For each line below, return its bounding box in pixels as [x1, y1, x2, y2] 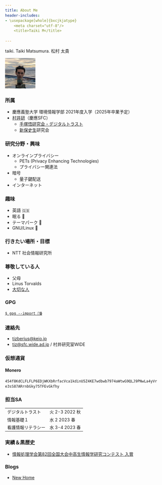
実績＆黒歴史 [5, 439, 35, 446]
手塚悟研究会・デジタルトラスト [19, 121, 83, 127]
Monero [5, 367, 21, 373]
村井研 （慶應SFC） [12, 115, 51, 121]
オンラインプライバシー [12, 152, 59, 158]
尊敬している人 [5, 263, 40, 270]
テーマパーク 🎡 [12, 219, 42, 225]
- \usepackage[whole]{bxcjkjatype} [5, 18, 77, 23]
